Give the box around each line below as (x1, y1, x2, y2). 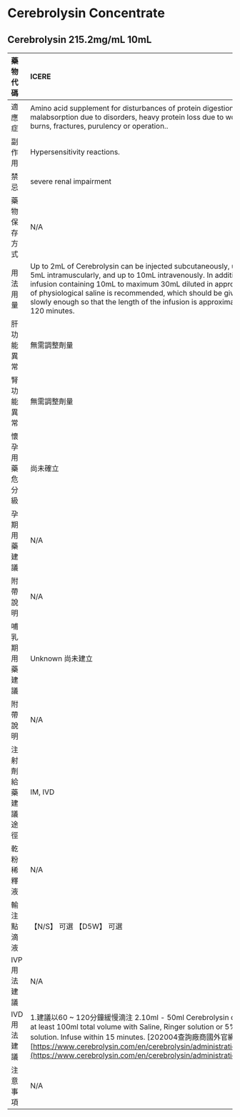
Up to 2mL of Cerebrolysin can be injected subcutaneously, (29, 261, 230, 271)
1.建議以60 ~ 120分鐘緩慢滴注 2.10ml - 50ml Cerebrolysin (29, 1013, 229, 1022)
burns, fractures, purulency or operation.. (29, 121, 169, 131)
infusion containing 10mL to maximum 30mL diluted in (29, 279, 213, 289)
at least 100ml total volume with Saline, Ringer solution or (29, 1022, 224, 1031)
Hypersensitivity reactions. (29, 147, 120, 156)
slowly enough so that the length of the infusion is (29, 297, 198, 306)
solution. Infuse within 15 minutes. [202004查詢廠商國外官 (29, 1032, 229, 1042)
